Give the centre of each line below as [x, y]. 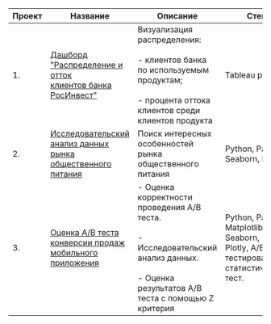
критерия [156, 308]
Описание [177, 16]
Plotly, [236, 248]
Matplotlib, [245, 227]
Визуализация [165, 29]
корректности [165, 197]
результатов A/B [170, 288]
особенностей [166, 143]
